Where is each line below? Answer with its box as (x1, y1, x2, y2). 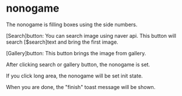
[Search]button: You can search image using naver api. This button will (6, 32, 177, 39)
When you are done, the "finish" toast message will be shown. (6, 83, 156, 90)
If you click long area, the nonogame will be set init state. (6, 72, 143, 79)
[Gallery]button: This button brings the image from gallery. (6, 49, 146, 56)
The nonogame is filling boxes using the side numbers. (6, 21, 138, 28)
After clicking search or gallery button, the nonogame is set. (6, 61, 150, 68)
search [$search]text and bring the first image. (6, 38, 118, 45)
